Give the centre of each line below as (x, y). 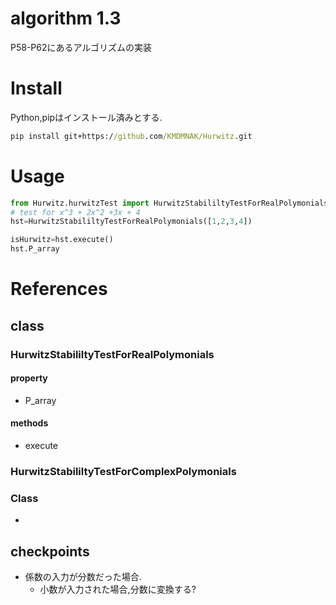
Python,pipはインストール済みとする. (86, 117)
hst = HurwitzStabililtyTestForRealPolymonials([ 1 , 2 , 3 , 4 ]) (131, 222)
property (29, 378)
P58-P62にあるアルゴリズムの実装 (81, 47)
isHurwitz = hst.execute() (62, 240)
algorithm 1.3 (66, 18)
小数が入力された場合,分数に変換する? (118, 589)
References (59, 289)
